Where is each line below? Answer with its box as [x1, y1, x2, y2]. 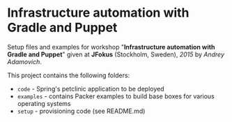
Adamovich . [7, 57, 42, 66]
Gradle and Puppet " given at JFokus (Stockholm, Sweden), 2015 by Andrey [7, 50, 225, 59]
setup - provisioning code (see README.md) [17, 107, 146, 115]
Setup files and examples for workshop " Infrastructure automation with [7, 43, 215, 51]
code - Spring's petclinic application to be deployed [17, 84, 164, 93]
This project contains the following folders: [7, 71, 130, 79]
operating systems [17, 99, 71, 107]
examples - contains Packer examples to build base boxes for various [17, 92, 215, 100]
